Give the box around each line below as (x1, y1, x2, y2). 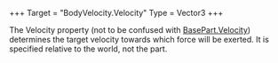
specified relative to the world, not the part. (9, 43, 168, 54)
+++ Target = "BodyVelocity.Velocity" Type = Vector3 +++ (9, 8, 224, 18)
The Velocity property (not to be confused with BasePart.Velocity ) (9, 25, 251, 35)
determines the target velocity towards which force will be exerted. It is (9, 35, 269, 44)
